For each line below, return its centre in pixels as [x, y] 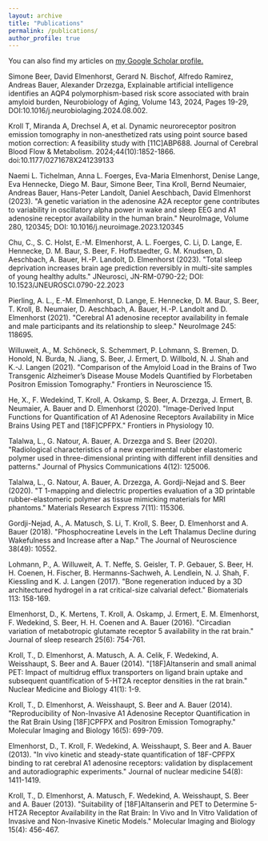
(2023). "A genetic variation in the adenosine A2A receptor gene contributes [134, 201]
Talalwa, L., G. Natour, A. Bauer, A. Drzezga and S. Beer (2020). [113, 441]
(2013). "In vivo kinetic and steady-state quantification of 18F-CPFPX [122, 754]
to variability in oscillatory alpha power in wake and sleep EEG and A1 [122, 210]
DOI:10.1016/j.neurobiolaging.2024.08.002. [78, 111]
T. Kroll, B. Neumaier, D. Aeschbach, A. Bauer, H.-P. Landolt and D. [118, 309]
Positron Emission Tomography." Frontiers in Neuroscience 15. [111, 384]
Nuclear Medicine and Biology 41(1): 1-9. [75, 689]
